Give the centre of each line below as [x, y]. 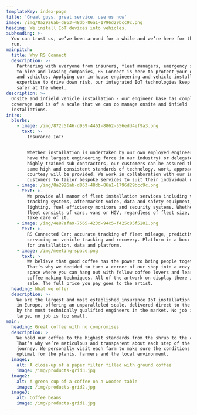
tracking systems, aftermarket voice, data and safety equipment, [110, 202]
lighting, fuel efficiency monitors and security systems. [101, 207]
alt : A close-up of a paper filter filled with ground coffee [94, 365]
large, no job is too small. [52, 316]
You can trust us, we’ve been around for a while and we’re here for [98, 39]
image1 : [21, 360]
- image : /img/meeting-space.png [57, 251]
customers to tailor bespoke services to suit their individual [107, 180]
